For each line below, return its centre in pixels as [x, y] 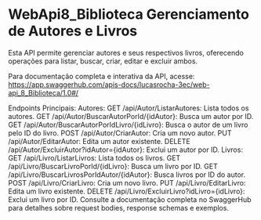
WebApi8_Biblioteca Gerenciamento [129, 14]
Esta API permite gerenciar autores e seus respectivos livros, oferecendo [126, 52]
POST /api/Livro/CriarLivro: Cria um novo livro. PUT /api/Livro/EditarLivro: [127, 182]
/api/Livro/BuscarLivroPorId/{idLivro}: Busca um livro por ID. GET [113, 166]
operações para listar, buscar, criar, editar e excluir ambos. [103, 61]
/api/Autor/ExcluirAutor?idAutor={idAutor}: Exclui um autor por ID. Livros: [125, 150]
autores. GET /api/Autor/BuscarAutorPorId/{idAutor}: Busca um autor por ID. [131, 116]
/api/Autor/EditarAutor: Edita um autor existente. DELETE [99, 141]
